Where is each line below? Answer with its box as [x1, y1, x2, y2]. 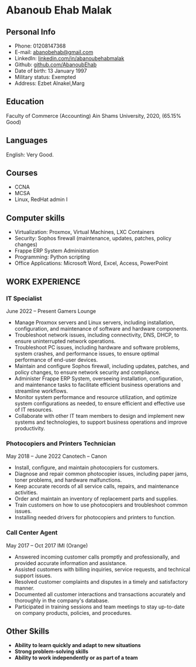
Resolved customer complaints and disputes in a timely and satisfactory [14, 578, 188, 585]
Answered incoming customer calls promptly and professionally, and [14, 553, 180, 560]
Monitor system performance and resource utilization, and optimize [14, 393, 177, 400]
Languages [6, 135, 48, 145]
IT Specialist [6, 294, 42, 302]
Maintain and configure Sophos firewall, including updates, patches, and [14, 362, 190, 369]
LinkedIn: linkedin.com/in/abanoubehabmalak [14, 55, 125, 62]
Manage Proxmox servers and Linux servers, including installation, [14, 319, 175, 326]
